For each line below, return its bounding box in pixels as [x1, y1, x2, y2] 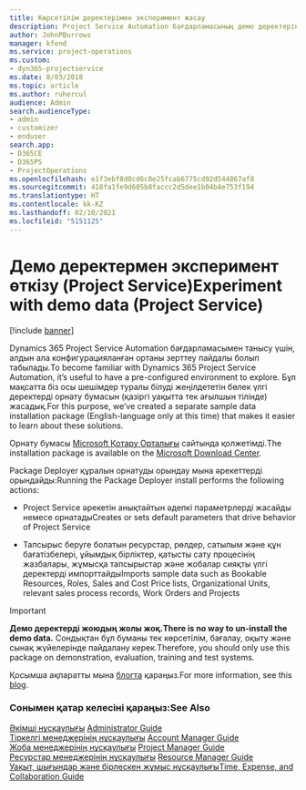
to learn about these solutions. [9, 420, 124, 431]
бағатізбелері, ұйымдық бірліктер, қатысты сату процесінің [22, 549, 255, 559]
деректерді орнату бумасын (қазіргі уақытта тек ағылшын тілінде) [9, 391, 268, 402]
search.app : [9, 140, 55, 149]
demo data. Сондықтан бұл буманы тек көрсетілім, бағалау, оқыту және [9, 632, 291, 643]
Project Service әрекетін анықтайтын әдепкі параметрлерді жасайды [22, 502, 291, 513]
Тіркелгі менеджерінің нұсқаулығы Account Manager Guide [9, 732, 240, 743]
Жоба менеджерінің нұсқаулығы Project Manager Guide [9, 742, 225, 753]
